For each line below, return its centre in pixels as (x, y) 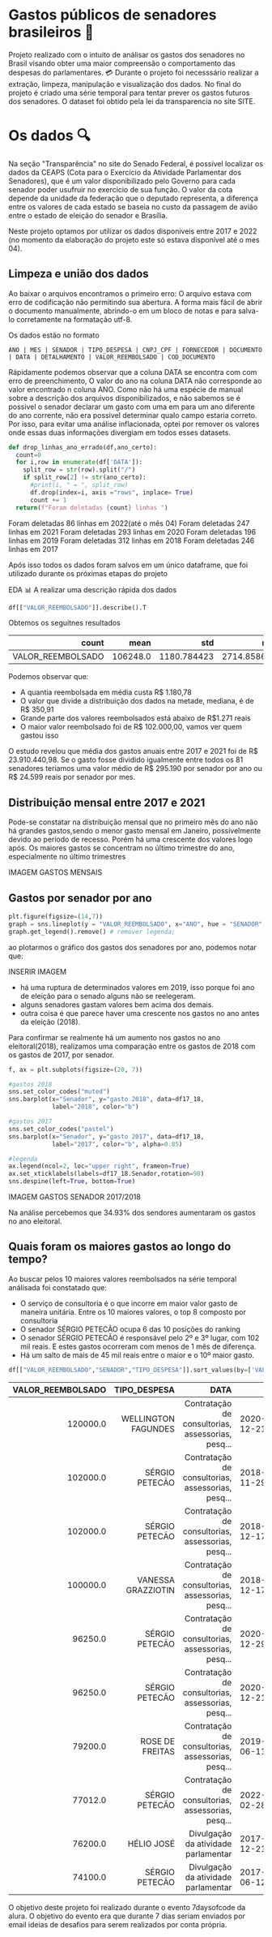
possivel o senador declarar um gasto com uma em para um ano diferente (132, 407)
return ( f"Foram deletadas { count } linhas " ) (92, 508)
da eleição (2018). (50, 1022)
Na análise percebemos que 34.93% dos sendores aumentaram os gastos (132, 1213)
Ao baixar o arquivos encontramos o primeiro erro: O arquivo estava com (130, 293)
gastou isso (39, 735)
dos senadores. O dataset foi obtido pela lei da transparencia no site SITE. (132, 101)
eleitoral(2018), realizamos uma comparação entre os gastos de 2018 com (132, 1046)
